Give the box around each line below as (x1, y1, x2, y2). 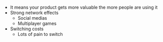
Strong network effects (10, 10, 59, 16)
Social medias (17, 15, 47, 21)
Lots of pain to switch (17, 31, 63, 37)
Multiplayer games (17, 20, 57, 26)
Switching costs (10, 26, 44, 32)
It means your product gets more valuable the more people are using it (10, 5, 158, 10)
